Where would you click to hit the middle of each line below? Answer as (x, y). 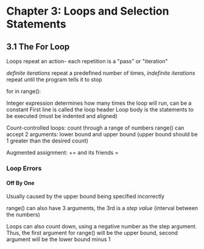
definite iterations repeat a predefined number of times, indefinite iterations (101, 73)
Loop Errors (24, 168)
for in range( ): (24, 91)
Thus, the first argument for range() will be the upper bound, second (92, 233)
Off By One (20, 183)
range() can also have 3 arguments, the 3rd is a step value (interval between (102, 208)
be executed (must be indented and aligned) (62, 116)
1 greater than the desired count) (47, 141)
